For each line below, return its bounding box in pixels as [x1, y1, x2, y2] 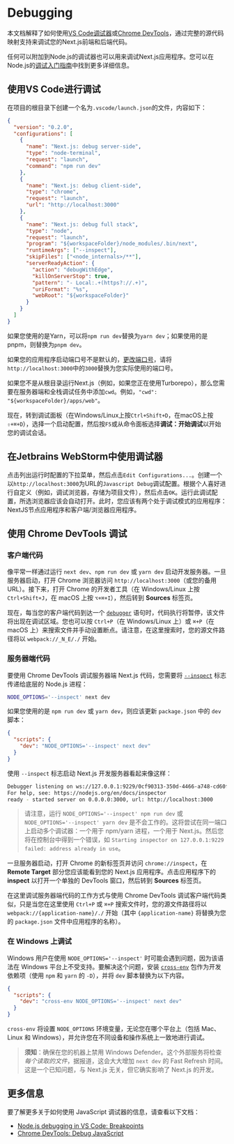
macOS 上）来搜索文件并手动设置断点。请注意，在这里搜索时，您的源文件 [7, 626, 219, 634]
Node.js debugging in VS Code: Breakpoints [17, 1121, 144, 1130]
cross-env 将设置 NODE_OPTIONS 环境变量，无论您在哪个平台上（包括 [7, 1025, 201, 1033]
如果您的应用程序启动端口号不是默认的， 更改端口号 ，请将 [7, 355, 172, 363]
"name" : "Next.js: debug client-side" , [25, 182, 141, 189]
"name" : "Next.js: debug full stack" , [25, 221, 139, 228]
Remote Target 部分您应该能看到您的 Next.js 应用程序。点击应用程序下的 [7, 868, 217, 876]
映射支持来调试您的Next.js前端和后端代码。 [7, 37, 131, 46]
